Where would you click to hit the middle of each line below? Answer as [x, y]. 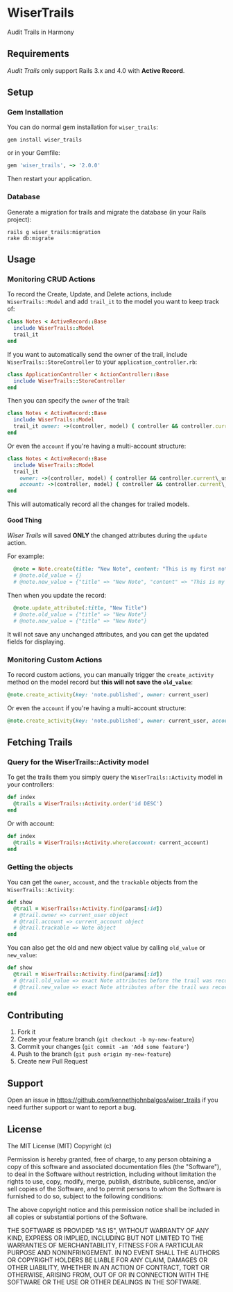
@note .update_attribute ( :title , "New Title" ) [80, 608]
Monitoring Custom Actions [55, 660]
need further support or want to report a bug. [72, 1107]
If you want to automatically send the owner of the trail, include [97, 354]
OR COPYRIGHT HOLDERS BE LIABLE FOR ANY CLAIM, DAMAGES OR [107, 1260]
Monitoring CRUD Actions [51, 279]
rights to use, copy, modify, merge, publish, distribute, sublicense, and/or [112, 1181]
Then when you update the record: [57, 595]
